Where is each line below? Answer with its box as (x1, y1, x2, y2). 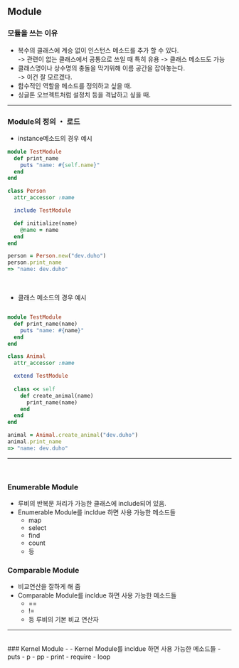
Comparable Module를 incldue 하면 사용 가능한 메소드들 (17, 591, 177, 600)
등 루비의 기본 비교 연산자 (28, 615, 100, 624)
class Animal (7, 353, 46, 360)
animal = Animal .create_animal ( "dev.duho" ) (7, 432, 139, 439)
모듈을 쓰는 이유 (7, 28, 58, 38)
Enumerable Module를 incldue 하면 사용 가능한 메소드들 (17, 508, 176, 516)
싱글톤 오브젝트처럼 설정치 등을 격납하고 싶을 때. (17, 90, 151, 99)
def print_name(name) (14, 320, 78, 327)
